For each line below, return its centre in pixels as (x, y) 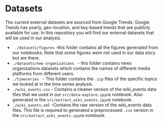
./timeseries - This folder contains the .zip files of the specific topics (85, 79)
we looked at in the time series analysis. (53, 84)
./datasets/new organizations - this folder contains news (72, 63)
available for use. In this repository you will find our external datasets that (80, 32)
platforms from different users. (43, 73)
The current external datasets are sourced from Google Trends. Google (77, 22)
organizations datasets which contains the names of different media (81, 68)
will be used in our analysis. (33, 38)
